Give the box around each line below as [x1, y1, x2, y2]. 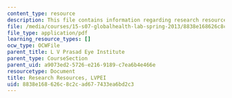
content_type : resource [7, 10, 76, 17]
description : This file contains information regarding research [7, 17, 199, 23]
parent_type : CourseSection [7, 55, 88, 62]
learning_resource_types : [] [7, 36, 91, 43]
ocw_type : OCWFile [7, 42, 60, 49]
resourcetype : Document [7, 68, 76, 75]
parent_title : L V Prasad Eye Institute [7, 49, 126, 56]
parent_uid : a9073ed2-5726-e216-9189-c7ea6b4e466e [7, 61, 156, 68]
